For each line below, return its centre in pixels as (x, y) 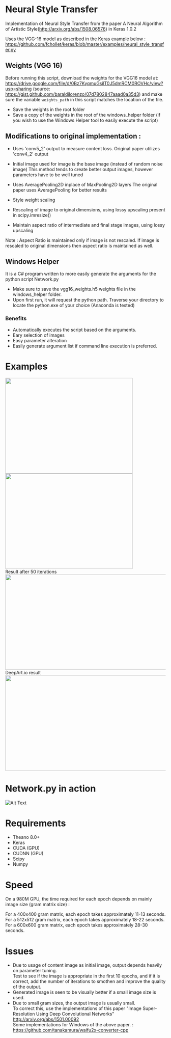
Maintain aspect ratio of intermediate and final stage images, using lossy (89, 225)
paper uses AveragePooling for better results (60, 190)
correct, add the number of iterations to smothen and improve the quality (89, 981)
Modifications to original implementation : (73, 136)
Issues (20, 951)
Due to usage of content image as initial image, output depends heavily (87, 965)
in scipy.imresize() (32, 215)
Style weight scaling (34, 200)
